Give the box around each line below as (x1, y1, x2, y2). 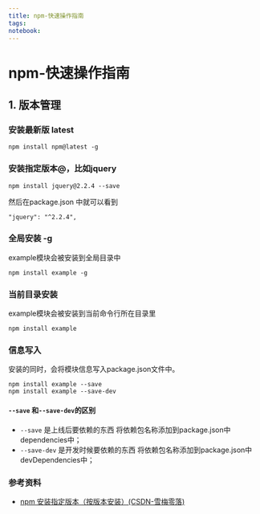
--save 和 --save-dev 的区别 (8, 406, 96, 415)
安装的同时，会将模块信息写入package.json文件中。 (8, 365, 180, 374)
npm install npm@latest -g (8, 143, 99, 151)
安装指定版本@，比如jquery (8, 163, 117, 174)
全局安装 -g (8, 233, 53, 244)
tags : (8, 19, 26, 27)
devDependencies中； (19, 455, 95, 464)
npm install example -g (8, 268, 88, 277)
